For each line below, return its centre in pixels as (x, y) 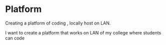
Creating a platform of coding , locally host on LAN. (58, 23)
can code (15, 38)
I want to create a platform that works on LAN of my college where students (83, 32)
